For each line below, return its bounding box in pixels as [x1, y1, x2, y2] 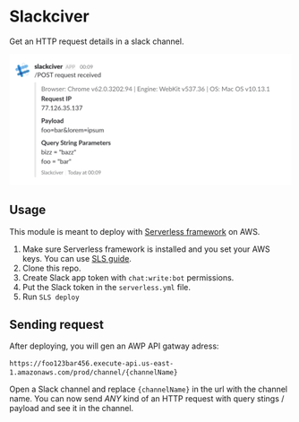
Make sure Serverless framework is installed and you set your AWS [21, 244, 270, 254]
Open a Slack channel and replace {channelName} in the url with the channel [9, 383, 288, 395]
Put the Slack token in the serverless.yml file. [21, 281, 191, 292]
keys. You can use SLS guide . [21, 253, 132, 263]
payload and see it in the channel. [9, 403, 134, 414]
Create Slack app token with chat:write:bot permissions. [21, 271, 235, 283]
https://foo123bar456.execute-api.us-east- [9, 359, 175, 368]
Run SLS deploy [21, 291, 80, 302]
